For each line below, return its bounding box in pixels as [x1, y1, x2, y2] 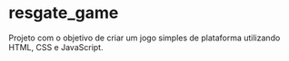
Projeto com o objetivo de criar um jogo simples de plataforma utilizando [8, 32, 281, 43]
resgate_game [8, 3, 119, 23]
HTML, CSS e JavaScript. [8, 41, 104, 52]
